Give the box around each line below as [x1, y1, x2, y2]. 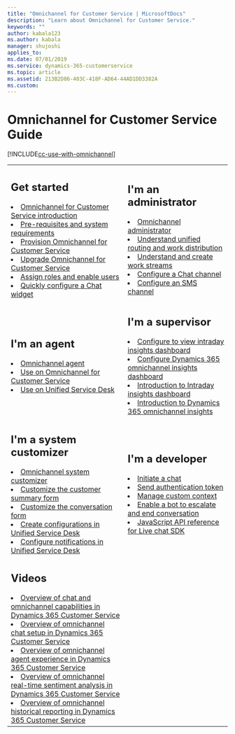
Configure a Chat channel [137, 269, 222, 279]
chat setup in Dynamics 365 [10, 628, 104, 637]
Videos [10, 572, 48, 585]
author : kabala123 [7, 29, 61, 37]
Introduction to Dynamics [137, 398, 220, 408]
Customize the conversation [20, 502, 113, 511]
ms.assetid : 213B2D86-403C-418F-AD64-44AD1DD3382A [7, 75, 158, 83]
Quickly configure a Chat [20, 281, 103, 290]
